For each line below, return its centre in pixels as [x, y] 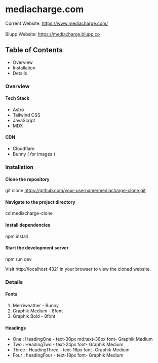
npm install [17, 236]
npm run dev [18, 259]
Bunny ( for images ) [34, 154]
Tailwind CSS [26, 115]
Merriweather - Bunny [36, 305]
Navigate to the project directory [40, 202]
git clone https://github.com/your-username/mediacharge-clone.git [75, 191]
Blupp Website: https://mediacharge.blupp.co [53, 34]
